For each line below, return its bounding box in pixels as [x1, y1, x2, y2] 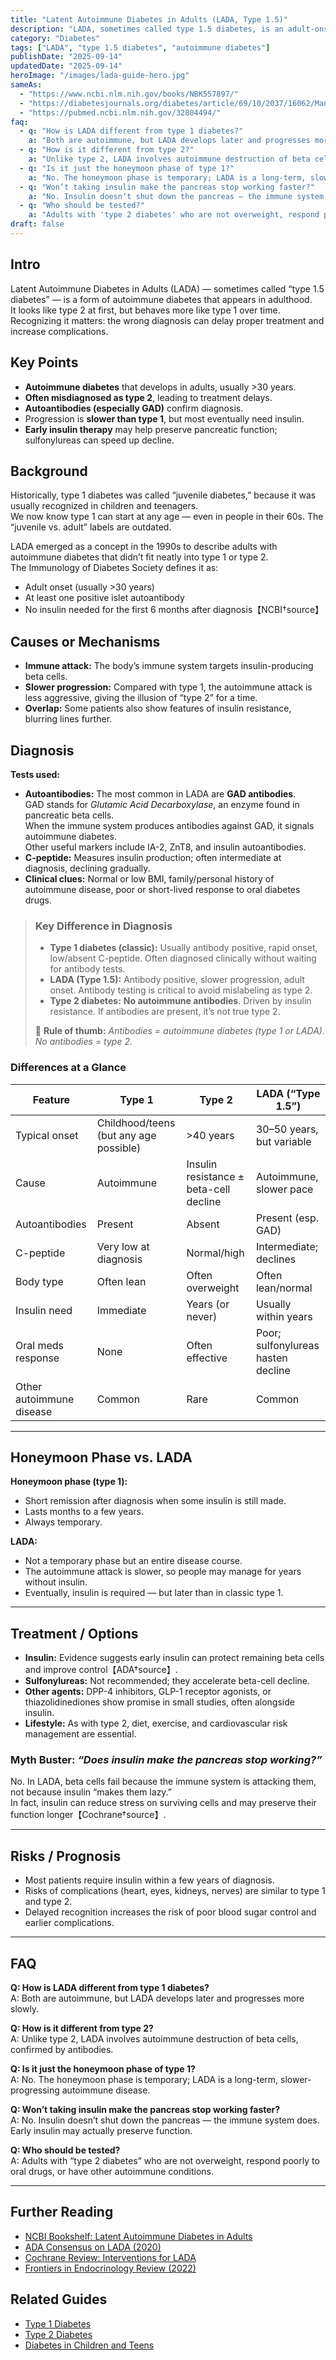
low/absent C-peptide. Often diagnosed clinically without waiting [49, 952, 317, 965]
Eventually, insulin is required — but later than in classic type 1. [24, 1587, 284, 1599]
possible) [96, 1141, 142, 1155]
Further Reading [10, 2204, 114, 2221]
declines [255, 1252, 297, 1266]
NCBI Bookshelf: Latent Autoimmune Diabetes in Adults [24, 2230, 253, 2242]
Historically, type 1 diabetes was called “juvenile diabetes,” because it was [10, 489, 317, 501]
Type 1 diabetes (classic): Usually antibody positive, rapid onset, [49, 942, 318, 954]
